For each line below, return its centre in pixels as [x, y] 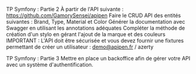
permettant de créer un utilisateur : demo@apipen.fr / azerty [80, 47]
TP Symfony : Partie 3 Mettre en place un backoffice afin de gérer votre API [98, 58]
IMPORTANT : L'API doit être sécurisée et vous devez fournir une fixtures [95, 41]
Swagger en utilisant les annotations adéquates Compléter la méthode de [96, 28]
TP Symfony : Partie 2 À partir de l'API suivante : [65, 9]
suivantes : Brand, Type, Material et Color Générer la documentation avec [96, 22]
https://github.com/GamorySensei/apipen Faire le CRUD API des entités [94, 15]
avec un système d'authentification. [50, 65]
